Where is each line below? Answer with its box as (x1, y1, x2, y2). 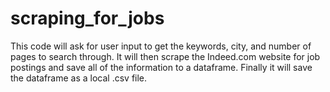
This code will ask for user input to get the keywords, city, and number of (10, 40, 312, 52)
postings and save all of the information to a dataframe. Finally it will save (10, 61, 313, 73)
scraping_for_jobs (10, 7, 165, 30)
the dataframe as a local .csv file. (10, 72, 148, 84)
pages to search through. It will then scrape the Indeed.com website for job (10, 50, 321, 62)
